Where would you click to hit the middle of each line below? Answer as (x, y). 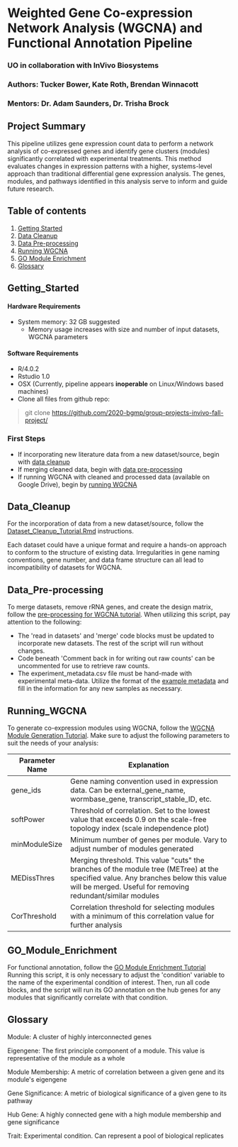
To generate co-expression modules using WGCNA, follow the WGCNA (111, 728)
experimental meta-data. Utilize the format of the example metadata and (123, 681)
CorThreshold (34, 916)
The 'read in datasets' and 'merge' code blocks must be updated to (116, 636)
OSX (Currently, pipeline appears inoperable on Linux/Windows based (120, 384)
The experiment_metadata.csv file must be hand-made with (105, 674)
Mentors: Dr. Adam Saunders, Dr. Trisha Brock (88, 103)
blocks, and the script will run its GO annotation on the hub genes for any (114, 990)
